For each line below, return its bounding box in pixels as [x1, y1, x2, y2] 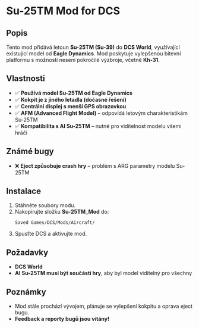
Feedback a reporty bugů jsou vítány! [14, 315, 110, 323]
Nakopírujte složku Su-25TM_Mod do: [14, 208, 109, 215]
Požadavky [6, 247, 49, 257]
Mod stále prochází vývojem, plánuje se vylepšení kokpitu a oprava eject [14, 302, 193, 310]
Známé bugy [6, 146, 55, 157]
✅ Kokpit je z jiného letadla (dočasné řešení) [14, 96, 127, 103]
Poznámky [6, 287, 46, 297]
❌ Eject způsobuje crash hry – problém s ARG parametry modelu [14, 162, 175, 169]
